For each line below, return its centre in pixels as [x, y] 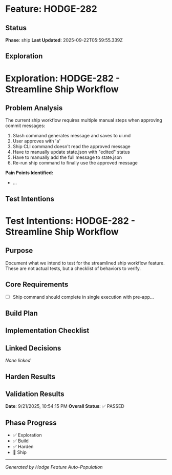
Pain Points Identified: [29, 173]
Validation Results [35, 394]
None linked [18, 360]
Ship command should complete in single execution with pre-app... [83, 297]
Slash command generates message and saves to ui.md [72, 136]
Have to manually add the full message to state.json [67, 157]
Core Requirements [37, 285]
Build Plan [22, 313]
